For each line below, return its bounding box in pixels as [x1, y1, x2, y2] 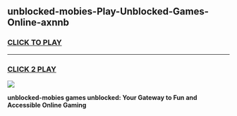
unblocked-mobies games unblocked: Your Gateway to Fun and [7, 93, 197, 101]
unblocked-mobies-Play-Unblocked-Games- [7, 6, 209, 18]
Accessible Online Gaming [7, 101, 87, 109]
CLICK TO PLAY [7, 38, 62, 48]
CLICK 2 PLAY [7, 64, 56, 74]
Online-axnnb [7, 17, 69, 29]
